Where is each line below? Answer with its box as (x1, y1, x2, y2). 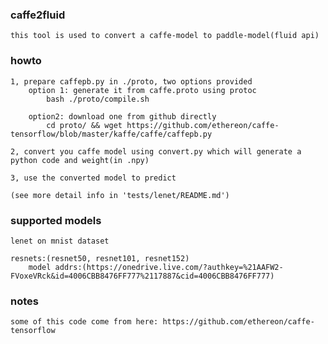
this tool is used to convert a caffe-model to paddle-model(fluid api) (10, 31, 320, 41)
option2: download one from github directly (28, 111, 217, 122)
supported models (10, 213, 102, 227)
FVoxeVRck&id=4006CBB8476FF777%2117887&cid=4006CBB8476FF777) (10, 271, 275, 281)
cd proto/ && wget (46, 120, 123, 130)
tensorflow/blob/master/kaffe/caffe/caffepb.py (10, 129, 213, 139)
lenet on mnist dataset (10, 236, 110, 246)
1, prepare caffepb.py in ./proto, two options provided (10, 76, 253, 87)
